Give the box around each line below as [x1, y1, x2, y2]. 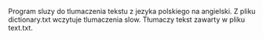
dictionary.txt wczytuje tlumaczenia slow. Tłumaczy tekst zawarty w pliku [8, 15, 246, 24]
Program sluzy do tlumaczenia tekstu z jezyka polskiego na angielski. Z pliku [8, 7, 256, 16]
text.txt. [8, 23, 33, 32]
